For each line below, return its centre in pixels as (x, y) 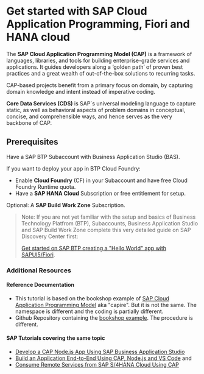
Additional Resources (39, 270)
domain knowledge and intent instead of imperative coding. (81, 91)
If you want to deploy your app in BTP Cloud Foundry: (74, 168)
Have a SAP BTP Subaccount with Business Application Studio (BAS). (93, 157)
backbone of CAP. (29, 122)
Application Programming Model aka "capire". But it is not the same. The (106, 305)
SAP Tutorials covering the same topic (56, 338)
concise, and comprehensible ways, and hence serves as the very (89, 116)
